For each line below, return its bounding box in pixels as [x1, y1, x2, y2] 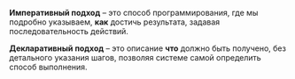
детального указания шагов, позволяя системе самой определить [9, 53, 261, 62]
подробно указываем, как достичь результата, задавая [9, 17, 221, 27]
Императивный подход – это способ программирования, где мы [9, 8, 259, 18]
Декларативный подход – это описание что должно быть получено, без [9, 43, 286, 54]
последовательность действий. [9, 26, 128, 36]
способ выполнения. [9, 61, 88, 72]
